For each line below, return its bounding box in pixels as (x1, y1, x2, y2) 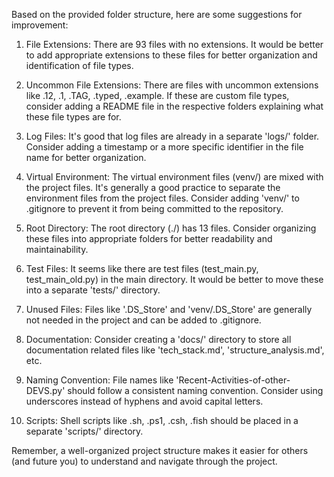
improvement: (11, 19, 69, 31)
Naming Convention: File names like (25, 374, 174, 386)
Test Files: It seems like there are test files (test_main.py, (25, 263, 259, 274)
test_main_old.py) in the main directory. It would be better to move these (25, 274, 324, 285)
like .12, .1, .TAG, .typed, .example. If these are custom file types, (25, 90, 290, 101)
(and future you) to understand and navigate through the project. (11, 455, 278, 467)
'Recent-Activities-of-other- (175, 374, 291, 386)
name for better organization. (25, 152, 147, 163)
